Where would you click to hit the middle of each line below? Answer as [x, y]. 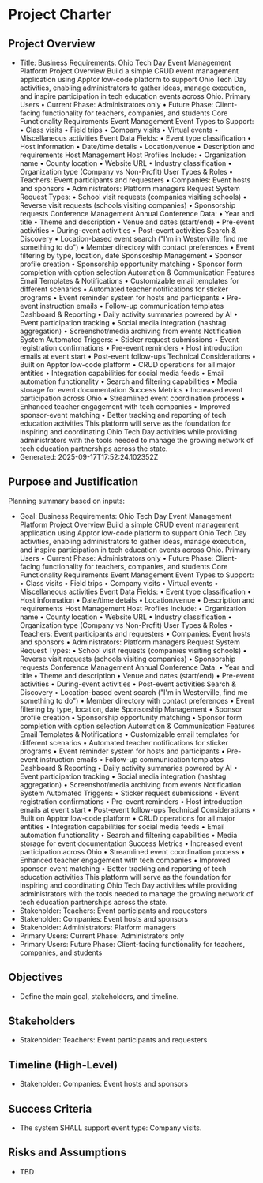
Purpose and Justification [73, 482]
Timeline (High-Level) [63, 1065]
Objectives [36, 977]
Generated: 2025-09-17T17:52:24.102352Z [89, 457]
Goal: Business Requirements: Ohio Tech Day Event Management [126, 516]
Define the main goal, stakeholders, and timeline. [99, 996]
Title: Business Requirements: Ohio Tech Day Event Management [125, 62]
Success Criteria [50, 1108]
